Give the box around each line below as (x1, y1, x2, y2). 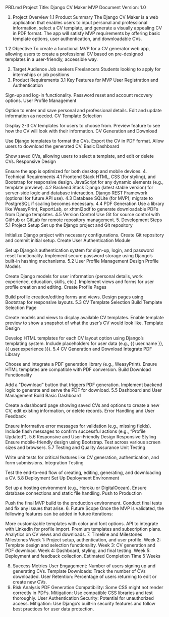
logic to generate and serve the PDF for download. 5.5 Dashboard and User (5, 387, 162, 393)
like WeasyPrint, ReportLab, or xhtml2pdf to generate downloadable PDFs (5, 206, 159, 212)
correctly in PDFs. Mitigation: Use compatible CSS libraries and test (12, 590, 153, 596)
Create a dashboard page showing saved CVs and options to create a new (5, 402, 160, 408)
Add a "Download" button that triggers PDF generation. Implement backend (5, 382, 162, 388)
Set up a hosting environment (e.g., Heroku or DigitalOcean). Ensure (5, 485, 147, 491)
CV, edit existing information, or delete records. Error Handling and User (5, 408, 155, 414)
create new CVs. (12, 579, 47, 585)
